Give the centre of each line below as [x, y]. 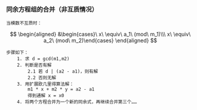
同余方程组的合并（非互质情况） [52, 9]
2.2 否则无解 [42, 78]
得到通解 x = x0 [46, 96]
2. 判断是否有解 [34, 65]
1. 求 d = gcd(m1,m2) [43, 59]
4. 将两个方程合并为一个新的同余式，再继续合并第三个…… [77, 102]
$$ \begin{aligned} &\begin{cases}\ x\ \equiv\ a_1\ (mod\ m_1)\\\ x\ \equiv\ [100, 34]
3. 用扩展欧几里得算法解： [45, 84]
